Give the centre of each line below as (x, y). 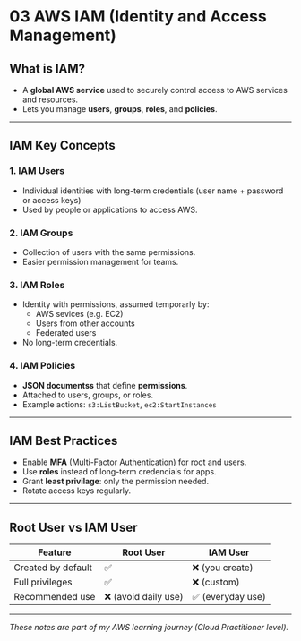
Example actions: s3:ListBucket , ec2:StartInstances (119, 404)
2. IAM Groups (41, 233)
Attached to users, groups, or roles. (88, 395)
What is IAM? (47, 68)
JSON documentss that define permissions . (105, 385)
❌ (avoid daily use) (144, 597)
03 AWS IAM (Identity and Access (138, 17)
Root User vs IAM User (73, 527)
